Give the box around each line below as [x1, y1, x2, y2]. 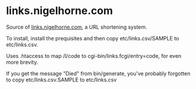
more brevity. [6, 59, 38, 66]
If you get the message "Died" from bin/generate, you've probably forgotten [6, 70, 191, 77]
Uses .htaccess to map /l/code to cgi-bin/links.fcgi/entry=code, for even [6, 52, 181, 59]
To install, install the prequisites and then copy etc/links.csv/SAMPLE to [6, 35, 180, 42]
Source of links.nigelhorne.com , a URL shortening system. [6, 23, 147, 30]
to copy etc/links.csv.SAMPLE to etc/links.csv [6, 76, 117, 83]
